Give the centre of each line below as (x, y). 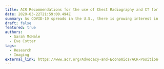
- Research (20, 50)
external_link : (20, 59)
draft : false (18, 23)
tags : (10, 46)
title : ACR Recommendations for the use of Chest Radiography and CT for (82, 9)
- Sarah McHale (25, 37)
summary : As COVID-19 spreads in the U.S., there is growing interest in (82, 18)
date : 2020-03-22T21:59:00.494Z (38, 14)
